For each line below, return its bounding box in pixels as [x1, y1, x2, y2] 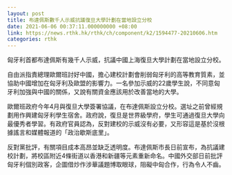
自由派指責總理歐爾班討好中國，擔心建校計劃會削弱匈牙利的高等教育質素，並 [7, 71, 225, 79]
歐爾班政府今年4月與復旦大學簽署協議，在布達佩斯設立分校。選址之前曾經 [7, 102, 217, 111]
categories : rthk [7, 36, 57, 43]
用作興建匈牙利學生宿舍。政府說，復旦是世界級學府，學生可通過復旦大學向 [12, 111, 225, 120]
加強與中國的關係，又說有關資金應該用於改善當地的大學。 [19, 88, 183, 96]
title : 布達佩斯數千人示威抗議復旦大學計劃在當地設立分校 [7, 17, 153, 24]
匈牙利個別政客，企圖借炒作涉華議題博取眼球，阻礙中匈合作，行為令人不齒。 [7, 160, 225, 169]
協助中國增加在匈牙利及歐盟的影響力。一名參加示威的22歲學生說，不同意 [7, 79, 215, 87]
